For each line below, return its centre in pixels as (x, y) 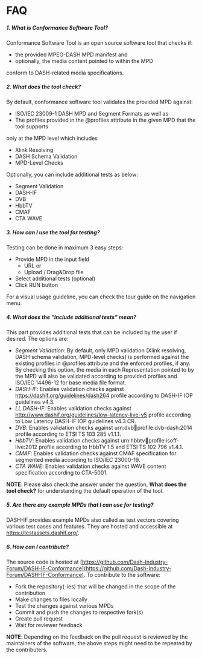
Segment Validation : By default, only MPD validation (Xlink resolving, (100, 350)
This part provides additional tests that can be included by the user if (92, 332)
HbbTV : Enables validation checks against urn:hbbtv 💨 (82, 441)
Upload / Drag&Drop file (54, 272)
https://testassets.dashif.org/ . (43, 533)
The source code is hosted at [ (44, 562)
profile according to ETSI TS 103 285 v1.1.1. (68, 434)
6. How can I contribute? (38, 547)
